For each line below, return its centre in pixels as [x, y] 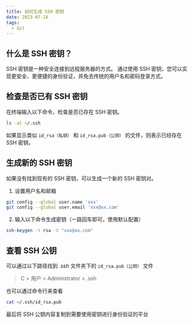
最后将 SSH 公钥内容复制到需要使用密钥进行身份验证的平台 [77, 314]
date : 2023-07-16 [27, 17]
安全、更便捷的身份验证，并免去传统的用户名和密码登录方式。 [91, 76]
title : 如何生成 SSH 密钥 [35, 12]
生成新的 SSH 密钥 [39, 163]
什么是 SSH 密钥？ [39, 53]
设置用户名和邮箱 [35, 191]
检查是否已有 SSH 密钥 [47, 97]
